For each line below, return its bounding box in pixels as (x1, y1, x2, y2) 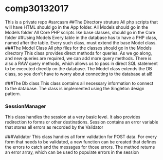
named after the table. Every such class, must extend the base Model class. (5, 40, 157, 45)
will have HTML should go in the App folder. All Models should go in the (5, 24, 148, 30)
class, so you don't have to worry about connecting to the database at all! (5, 71, 152, 77)
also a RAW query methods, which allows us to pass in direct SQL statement (5, 60, 158, 66)
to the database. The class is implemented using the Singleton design (5, 85, 145, 91)
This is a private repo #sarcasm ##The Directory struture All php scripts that (5, 19, 158, 25)
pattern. (5, 91, 21, 97)
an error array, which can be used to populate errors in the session (5, 149, 139, 155)
